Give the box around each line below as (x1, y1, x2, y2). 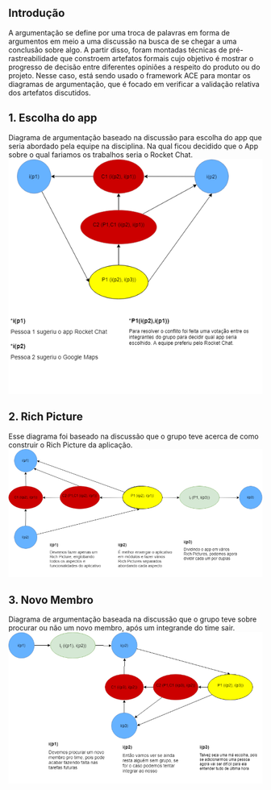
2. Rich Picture (8, 410, 83, 424)
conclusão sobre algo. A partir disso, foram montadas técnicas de (8, 44, 227, 55)
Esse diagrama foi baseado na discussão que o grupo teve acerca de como (8, 431, 260, 441)
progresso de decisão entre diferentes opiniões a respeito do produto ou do (8, 62, 261, 72)
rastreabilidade (8, 53, 59, 63)
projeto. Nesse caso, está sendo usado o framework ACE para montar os (8, 70, 252, 80)
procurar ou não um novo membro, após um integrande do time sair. (8, 623, 236, 633)
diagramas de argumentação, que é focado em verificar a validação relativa (8, 79, 260, 89)
